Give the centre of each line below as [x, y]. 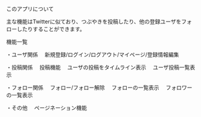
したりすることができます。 [51, 29]
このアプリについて [30, 9]
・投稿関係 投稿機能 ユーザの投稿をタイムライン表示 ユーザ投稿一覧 [98, 67]
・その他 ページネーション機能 [47, 108]
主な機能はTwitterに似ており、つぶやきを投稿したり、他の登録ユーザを [94, 22]
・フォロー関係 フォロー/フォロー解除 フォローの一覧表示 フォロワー [99, 88]
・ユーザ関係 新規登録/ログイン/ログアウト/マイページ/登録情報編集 [93, 55]
